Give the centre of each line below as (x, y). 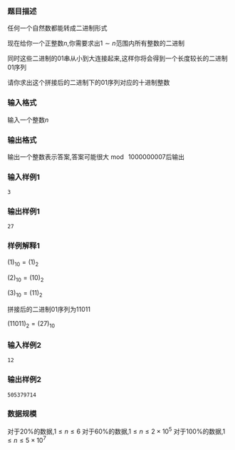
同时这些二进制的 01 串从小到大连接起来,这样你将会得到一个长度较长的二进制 (117, 58)
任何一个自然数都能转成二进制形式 (57, 28)
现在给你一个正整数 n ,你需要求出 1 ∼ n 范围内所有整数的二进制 (96, 44)
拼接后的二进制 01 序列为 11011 (49, 310)
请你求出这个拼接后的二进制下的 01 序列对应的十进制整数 (89, 83)
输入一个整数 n (28, 120)
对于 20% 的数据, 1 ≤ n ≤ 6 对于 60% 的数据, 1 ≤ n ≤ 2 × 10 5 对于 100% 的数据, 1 (116, 431)
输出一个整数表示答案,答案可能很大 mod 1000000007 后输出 (96, 157)
